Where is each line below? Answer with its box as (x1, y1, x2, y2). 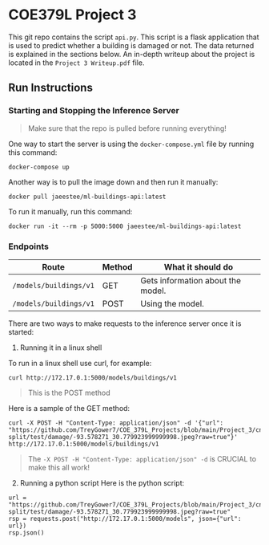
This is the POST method (27, 388, 110, 397)
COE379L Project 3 (8, 6, 137, 24)
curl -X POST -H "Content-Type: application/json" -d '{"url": (8, 419, 224, 427)
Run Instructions (8, 81, 94, 95)
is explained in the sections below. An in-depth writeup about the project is (8, 49, 255, 59)
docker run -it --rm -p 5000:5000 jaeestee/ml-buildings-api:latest (8, 222, 242, 230)
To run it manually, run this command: (8, 206, 133, 216)
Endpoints (8, 241, 50, 252)
